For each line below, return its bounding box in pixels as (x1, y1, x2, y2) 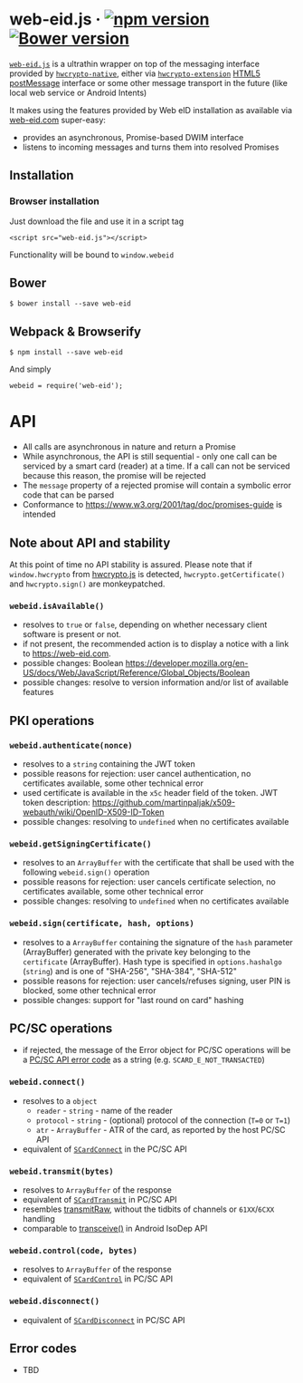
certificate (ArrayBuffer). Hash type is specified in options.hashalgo (22, 956, 282, 967)
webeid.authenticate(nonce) (9, 740, 133, 750)
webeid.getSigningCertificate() (9, 838, 152, 849)
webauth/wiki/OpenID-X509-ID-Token (22, 807, 165, 817)
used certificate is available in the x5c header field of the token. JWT (22, 787, 279, 798)
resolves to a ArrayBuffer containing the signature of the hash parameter (22, 936, 294, 947)
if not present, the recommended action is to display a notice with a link (22, 639, 289, 650)
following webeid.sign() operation (22, 866, 150, 878)
